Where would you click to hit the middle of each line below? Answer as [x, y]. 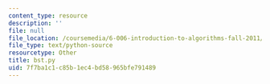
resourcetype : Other [43, 53]
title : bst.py [32, 61]
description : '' [35, 23]
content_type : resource [48, 16]
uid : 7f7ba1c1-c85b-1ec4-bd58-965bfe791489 [82, 68]
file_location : [34, 38]
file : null [27, 30]
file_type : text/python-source [61, 46]
